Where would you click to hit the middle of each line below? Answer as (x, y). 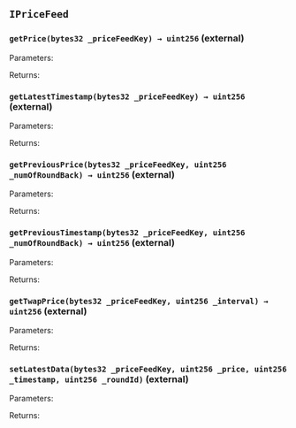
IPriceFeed (39, 15)
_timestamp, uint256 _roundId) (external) (99, 378)
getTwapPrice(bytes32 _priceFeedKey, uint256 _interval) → (139, 301)
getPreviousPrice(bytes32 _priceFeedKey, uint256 (118, 164)
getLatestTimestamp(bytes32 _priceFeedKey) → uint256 (127, 96)
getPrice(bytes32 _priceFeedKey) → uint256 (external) (127, 38)
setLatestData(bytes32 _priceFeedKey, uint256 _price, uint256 (148, 369)
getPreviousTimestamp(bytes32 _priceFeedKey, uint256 (127, 233)
